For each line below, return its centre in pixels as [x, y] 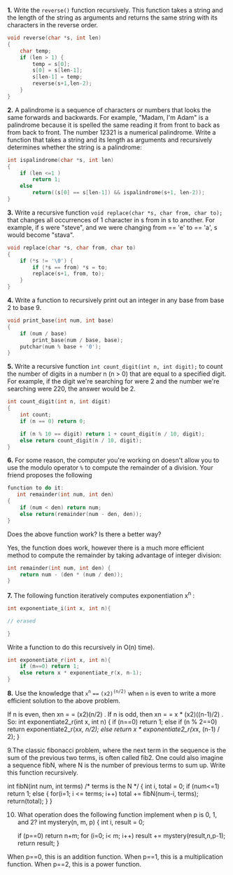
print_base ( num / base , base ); [78, 340]
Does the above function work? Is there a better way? [84, 534]
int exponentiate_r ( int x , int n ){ [59, 660]
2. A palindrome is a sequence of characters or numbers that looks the [109, 110]
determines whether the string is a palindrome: [75, 147]
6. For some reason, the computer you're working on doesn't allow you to [113, 460]
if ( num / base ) [44, 333]
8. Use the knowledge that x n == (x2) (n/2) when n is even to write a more [112, 693]
